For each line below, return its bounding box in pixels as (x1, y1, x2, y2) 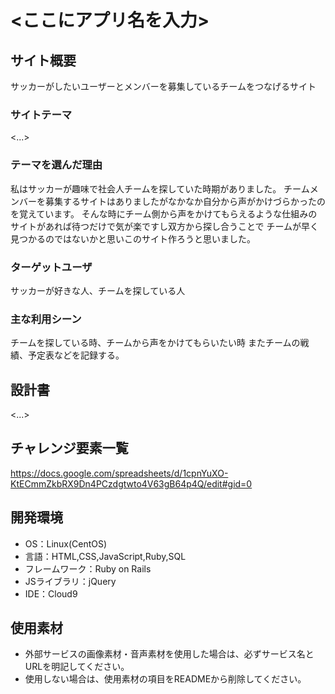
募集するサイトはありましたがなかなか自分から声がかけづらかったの (44, 195, 326, 207)
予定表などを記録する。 (27, 349, 125, 361)
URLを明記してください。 (24, 661, 130, 673)
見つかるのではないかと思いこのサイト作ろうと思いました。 (10, 232, 256, 245)
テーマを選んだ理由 (10, 158, 103, 172)
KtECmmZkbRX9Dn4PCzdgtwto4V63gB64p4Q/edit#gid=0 (10, 477, 253, 490)
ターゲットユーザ (10, 260, 93, 274)
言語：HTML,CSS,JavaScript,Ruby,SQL (24, 550, 187, 562)
